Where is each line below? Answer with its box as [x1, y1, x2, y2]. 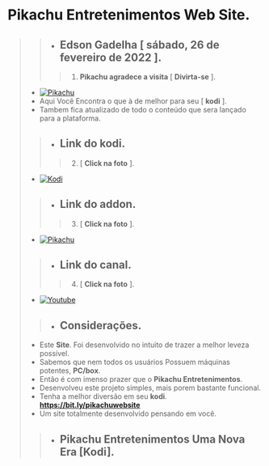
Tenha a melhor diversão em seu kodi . [39, 392, 167, 401]
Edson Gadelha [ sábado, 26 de [59, 38, 220, 52]
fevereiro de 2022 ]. [59, 50, 162, 64]
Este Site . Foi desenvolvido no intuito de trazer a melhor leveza [39, 340, 250, 349]
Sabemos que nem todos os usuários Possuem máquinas [39, 358, 231, 367]
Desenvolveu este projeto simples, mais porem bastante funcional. [39, 383, 262, 393]
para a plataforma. [39, 113, 102, 123]
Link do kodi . [59, 137, 126, 150]
